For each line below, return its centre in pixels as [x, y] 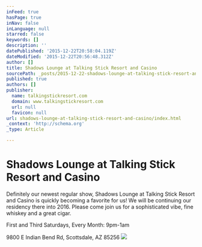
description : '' [26, 46]
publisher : [20, 90]
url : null [24, 107]
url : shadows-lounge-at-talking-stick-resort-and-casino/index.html [94, 118]
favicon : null [29, 113]
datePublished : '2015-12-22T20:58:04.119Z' [62, 51]
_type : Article [25, 130]
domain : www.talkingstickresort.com [57, 101]
